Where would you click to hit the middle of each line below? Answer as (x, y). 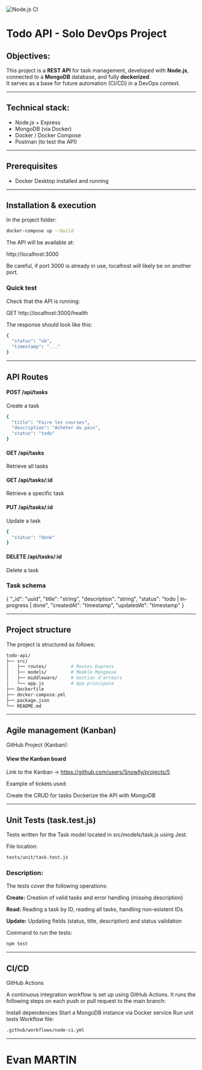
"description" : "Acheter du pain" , (56, 428)
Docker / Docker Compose (48, 135)
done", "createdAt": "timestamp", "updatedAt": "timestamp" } (109, 605)
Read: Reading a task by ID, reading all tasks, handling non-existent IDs (95, 909)
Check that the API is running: (43, 301)
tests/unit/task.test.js (37, 858)
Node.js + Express (38, 122)
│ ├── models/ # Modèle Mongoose (62, 672)
